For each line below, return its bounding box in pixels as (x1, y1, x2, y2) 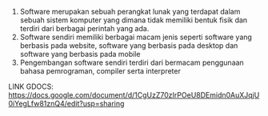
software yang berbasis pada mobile (19, 50, 141, 58)
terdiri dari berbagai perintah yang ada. (19, 24, 150, 33)
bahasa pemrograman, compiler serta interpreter (19, 66, 182, 75)
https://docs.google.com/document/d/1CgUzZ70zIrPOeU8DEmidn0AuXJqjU (8, 90, 260, 99)
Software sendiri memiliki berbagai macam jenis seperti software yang (19, 32, 252, 42)
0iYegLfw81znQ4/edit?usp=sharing (8, 99, 125, 108)
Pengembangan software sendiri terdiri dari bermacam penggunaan (19, 58, 244, 67)
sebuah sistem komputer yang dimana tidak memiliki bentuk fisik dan (19, 15, 248, 25)
